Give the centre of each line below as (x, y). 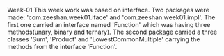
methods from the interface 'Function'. (62, 47)
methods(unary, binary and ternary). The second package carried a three (112, 32)
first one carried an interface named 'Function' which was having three (109, 25)
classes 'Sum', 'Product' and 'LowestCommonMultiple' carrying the (104, 39)
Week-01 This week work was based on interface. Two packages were (109, 10)
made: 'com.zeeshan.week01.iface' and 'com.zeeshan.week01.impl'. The (111, 17)
